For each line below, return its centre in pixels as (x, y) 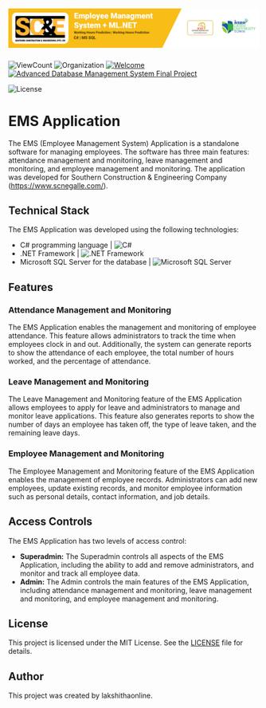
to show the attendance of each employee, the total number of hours (121, 353)
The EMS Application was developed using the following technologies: (123, 230)
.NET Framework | (49, 254)
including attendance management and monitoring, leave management (136, 590)
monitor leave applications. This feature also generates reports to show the (131, 416)
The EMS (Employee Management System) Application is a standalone (124, 143)
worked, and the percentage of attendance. (80, 361)
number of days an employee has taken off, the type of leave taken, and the (133, 425)
